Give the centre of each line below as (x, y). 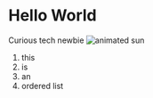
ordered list (42, 86)
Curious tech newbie (46, 40)
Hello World (52, 16)
